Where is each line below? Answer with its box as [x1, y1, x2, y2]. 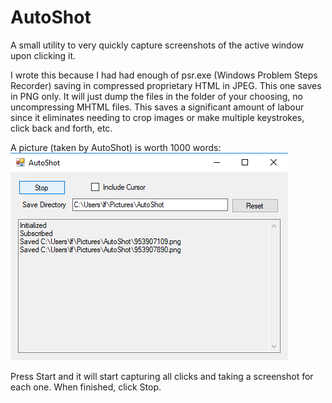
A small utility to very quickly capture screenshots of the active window [10, 39, 305, 51]
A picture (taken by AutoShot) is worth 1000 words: [10, 141, 222, 153]
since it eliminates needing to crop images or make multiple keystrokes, [10, 111, 305, 123]
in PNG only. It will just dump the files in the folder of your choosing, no [10, 90, 303, 102]
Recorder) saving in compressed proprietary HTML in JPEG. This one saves [10, 79, 322, 91]
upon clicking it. [10, 49, 77, 61]
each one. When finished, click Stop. [10, 381, 162, 393]
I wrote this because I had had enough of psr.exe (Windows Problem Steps [10, 69, 318, 81]
